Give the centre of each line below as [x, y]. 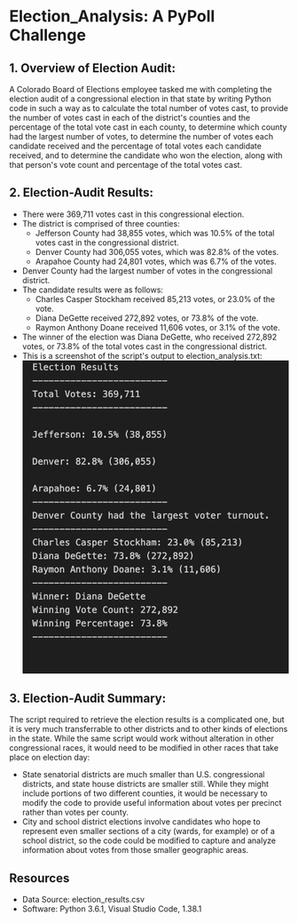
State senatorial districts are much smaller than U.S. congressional [143, 775]
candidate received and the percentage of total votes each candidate [135, 146]
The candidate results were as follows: [93, 290]
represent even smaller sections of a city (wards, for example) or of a [148, 831]
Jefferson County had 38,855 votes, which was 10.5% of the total [155, 233]
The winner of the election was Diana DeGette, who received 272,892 [149, 337]
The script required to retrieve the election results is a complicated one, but [147, 720]
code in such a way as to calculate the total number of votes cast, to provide [149, 108]
